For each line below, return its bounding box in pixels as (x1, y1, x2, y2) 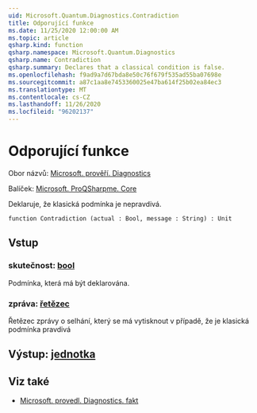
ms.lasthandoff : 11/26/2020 (8, 100, 102, 108)
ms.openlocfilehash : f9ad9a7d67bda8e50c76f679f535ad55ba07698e (8, 71, 222, 79)
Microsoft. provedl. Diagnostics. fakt (19, 395, 139, 406)
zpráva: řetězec (8, 298, 70, 309)
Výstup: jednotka (8, 348, 96, 361)
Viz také (8, 375, 50, 388)
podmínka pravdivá (8, 324, 71, 334)
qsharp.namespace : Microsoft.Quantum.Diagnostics (8, 49, 176, 56)
